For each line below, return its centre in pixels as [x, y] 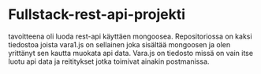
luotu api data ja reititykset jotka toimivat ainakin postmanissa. [109, 61]
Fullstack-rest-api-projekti [97, 15]
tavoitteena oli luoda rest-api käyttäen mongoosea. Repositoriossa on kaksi [130, 36]
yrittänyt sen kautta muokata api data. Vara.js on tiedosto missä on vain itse [131, 53]
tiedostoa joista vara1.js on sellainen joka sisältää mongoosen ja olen [119, 44]
